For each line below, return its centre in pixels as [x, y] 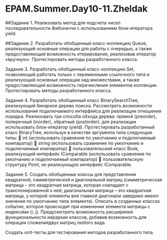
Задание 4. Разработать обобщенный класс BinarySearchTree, [72, 100]
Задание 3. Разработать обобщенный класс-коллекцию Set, [70, 69]
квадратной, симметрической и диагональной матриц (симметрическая [84, 179]
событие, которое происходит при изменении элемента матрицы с [78, 206]
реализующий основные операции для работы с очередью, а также [79, 48]
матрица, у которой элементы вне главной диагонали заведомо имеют [82, 196]
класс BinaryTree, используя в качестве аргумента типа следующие [79, 132]
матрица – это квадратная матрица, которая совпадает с [67, 185]
